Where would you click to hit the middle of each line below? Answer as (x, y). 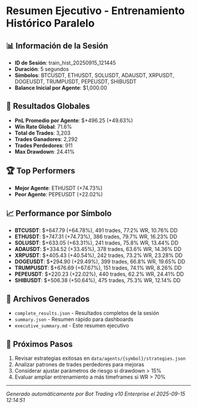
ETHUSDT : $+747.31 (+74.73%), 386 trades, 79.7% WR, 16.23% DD (96, 237)
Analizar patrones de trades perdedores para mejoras (79, 364)
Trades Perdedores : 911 (44, 145)
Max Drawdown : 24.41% (45, 152)
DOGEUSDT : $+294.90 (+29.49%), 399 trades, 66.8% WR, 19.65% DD (100, 262)
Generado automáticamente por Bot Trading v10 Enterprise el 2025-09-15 (96, 394)
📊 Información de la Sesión (57, 46)
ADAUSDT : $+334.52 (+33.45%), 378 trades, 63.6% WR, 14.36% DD (98, 249)
